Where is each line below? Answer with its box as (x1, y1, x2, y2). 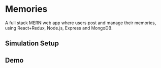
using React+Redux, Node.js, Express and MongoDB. (5, 25, 113, 31)
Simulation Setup (5, 39, 59, 48)
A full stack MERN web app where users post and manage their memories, (5, 20, 156, 26)
